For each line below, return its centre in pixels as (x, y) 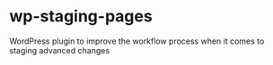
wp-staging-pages (81, 16)
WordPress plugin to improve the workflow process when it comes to (137, 41)
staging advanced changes (60, 50)
